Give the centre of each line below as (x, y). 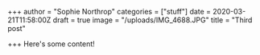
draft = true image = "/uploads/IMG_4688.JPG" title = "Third (153, 20)
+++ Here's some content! (52, 44)
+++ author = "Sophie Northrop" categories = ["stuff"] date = (109, 12)
